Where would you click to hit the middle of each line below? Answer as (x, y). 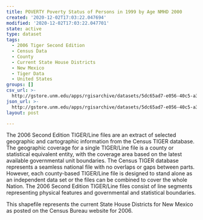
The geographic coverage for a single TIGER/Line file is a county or (90, 148)
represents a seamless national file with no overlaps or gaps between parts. (101, 167)
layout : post (23, 113)
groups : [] (20, 85)
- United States (32, 79)
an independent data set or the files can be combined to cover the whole (97, 180)
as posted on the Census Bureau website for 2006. (69, 211)
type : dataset (24, 34)
